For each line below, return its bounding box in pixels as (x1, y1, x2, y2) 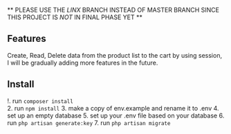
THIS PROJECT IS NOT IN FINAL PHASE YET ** (7, 13, 143, 21)
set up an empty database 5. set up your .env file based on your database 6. (7, 111, 225, 120)
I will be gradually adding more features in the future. (7, 58, 158, 67)
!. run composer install (7, 96, 74, 105)
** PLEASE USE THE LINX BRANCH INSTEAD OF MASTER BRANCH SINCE (7, 6, 220, 14)
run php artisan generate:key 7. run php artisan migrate (7, 118, 171, 126)
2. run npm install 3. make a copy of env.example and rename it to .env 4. (7, 104, 219, 112)
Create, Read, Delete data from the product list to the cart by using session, (7, 51, 223, 59)
